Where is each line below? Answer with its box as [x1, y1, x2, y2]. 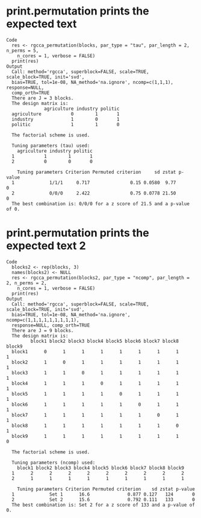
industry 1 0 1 [11, 116, 120, 122]
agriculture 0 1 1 [11, 110, 120, 117]
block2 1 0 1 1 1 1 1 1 [11, 359, 179, 365]
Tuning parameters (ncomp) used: [11, 459, 96, 465]
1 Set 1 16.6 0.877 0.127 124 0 [11, 491, 196, 497]
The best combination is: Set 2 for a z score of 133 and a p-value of [11, 502, 196, 508]
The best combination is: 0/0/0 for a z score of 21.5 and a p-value [11, 200, 190, 206]
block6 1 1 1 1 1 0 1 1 [11, 401, 179, 408]
